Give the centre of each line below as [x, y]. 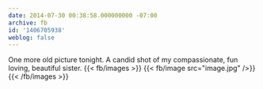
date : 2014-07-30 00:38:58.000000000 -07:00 [83, 15]
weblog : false [32, 37]
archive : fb [28, 23]
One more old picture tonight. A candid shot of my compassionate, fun [123, 60]
